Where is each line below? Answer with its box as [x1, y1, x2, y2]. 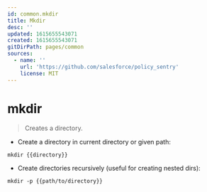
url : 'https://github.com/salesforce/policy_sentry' [20, 63, 179, 70]
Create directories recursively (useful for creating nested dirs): [17, 164, 201, 173]
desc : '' [7, 23, 33, 31]
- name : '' [13, 57, 46, 64]
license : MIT [20, 70, 59, 77]
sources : [7, 50, 33, 58]
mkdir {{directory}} [7, 151, 69, 159]
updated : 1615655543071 [7, 30, 78, 38]
